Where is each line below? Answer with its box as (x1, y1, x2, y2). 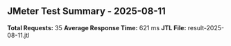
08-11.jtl (7, 31, 30, 39)
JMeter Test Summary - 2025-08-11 (7, 5, 166, 17)
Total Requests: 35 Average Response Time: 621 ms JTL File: (7, 23, 187, 32)
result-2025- (187, 23, 224, 32)
